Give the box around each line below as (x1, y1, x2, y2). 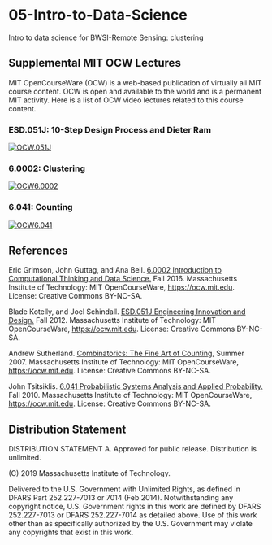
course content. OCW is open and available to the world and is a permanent (8, 86, 262, 96)
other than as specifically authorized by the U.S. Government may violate (8, 519, 253, 529)
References (8, 244, 68, 258)
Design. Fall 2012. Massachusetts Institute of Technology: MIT (8, 316, 217, 325)
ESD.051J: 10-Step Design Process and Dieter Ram (8, 124, 212, 135)
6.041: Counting (8, 202, 73, 213)
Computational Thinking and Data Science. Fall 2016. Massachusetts (8, 274, 238, 284)
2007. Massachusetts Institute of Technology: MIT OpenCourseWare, (8, 357, 240, 367)
